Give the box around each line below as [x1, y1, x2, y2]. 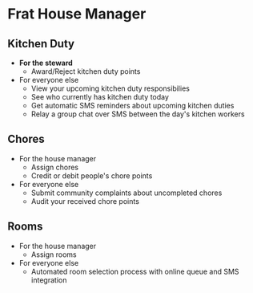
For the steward [18, 58, 73, 67]
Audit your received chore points [30, 196, 139, 206]
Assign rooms [30, 250, 77, 259]
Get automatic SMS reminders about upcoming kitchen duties [30, 101, 235, 110]
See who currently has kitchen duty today [30, 92, 170, 101]
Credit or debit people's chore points [30, 170, 153, 181]
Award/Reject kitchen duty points [30, 67, 141, 76]
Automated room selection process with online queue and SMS [30, 267, 239, 276]
